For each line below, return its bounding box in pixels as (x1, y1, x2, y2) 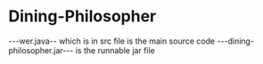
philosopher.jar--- (8, 44, 74, 55)
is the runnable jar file (75, 44, 155, 55)
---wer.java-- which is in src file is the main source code (8, 36, 216, 46)
